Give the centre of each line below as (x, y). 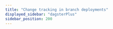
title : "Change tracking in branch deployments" (57, 10)
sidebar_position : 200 (29, 19)
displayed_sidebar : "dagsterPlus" (41, 14)
